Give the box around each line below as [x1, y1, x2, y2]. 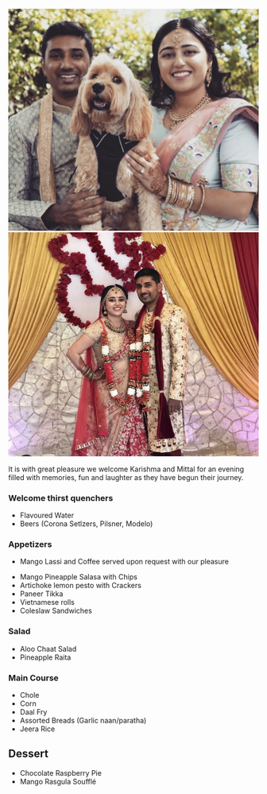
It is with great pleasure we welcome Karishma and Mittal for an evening [8, 464, 245, 474]
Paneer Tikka [19, 589, 64, 598]
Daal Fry [19, 707, 48, 716]
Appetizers [8, 538, 52, 549]
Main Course [8, 672, 60, 684]
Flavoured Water [19, 510, 74, 521]
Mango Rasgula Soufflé [19, 777, 97, 786]
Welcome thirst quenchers [8, 492, 114, 503]
